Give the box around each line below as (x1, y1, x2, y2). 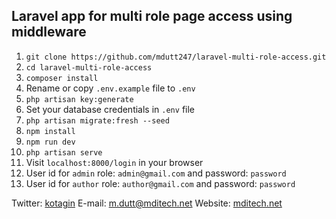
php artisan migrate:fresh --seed (25, 115, 170, 126)
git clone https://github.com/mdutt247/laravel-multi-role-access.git (25, 52, 327, 62)
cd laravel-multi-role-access (25, 62, 153, 73)
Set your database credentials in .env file (25, 103, 195, 115)
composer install (25, 73, 99, 83)
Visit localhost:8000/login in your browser (25, 156, 204, 168)
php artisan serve (25, 147, 103, 158)
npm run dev (25, 137, 76, 147)
